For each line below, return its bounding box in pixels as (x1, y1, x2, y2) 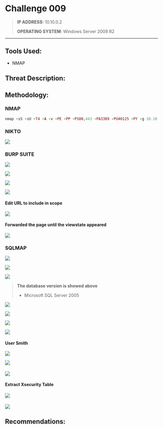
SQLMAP (5, 244, 27, 251)
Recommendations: (5, 417, 65, 426)
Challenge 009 (5, 3, 66, 14)
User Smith (5, 340, 28, 346)
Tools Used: (5, 47, 42, 56)
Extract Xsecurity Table (5, 382, 54, 388)
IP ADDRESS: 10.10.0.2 (16, 19, 62, 25)
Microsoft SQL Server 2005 (24, 293, 79, 298)
